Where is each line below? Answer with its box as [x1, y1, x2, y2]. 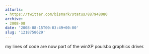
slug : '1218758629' [5, 30, 46, 35]
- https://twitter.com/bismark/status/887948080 [5, 12, 108, 17]
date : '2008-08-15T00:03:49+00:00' [5, 26, 79, 30]
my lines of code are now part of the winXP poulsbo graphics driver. [5, 44, 145, 49]
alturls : [5, 7, 23, 12]
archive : [5, 16, 23, 21]
